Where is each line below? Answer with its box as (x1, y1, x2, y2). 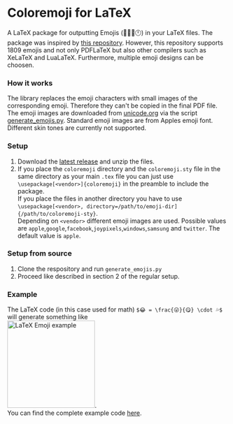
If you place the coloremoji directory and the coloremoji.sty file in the (17, 164, 221, 173)
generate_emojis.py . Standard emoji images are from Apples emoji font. (7, 117, 213, 125)
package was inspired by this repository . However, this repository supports (7, 38, 224, 47)
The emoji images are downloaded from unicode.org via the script (7, 109, 198, 117)
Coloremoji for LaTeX (7, 5, 132, 21)
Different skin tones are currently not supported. (7, 124, 147, 132)
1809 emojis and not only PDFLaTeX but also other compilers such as (7, 45, 206, 54)
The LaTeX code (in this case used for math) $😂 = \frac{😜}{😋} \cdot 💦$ (7, 305, 223, 314)
